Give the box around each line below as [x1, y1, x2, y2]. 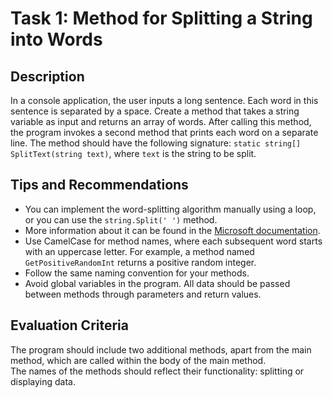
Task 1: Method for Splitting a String [10, 7, 313, 30]
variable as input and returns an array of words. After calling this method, [10, 116, 312, 127]
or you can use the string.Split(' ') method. [24, 213, 218, 226]
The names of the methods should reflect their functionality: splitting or [10, 365, 305, 377]
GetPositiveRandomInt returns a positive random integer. [24, 256, 257, 268]
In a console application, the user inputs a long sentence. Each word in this [10, 95, 319, 106]
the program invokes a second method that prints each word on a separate [10, 127, 319, 138]
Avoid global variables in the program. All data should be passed [24, 277, 291, 289]
